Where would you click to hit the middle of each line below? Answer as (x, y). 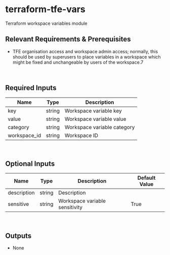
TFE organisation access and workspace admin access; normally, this (85, 51)
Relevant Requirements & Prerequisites (68, 39)
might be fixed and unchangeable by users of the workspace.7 (78, 62)
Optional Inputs (30, 164)
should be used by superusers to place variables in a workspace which (87, 57)
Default (146, 178)
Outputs (18, 236)
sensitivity (70, 207)
